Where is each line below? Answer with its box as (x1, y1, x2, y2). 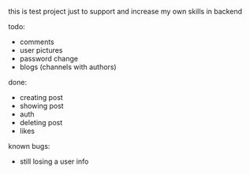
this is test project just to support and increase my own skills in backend (8, 7, 243, 16)
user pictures (19, 46, 63, 54)
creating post (19, 93, 63, 102)
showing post (19, 102, 65, 110)
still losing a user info (19, 157, 89, 166)
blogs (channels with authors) (19, 62, 117, 72)
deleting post (19, 118, 63, 127)
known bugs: (8, 142, 50, 150)
